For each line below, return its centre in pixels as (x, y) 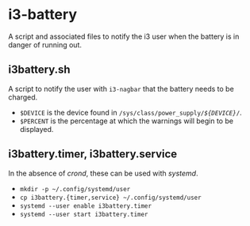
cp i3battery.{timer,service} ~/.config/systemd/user (110, 198)
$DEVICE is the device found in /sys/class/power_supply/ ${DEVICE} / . (131, 112)
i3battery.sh (39, 70)
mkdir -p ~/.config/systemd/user (75, 189)
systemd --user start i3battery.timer (84, 214)
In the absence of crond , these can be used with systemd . (103, 173)
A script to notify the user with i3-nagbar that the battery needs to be (121, 89)
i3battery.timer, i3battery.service (93, 154)
